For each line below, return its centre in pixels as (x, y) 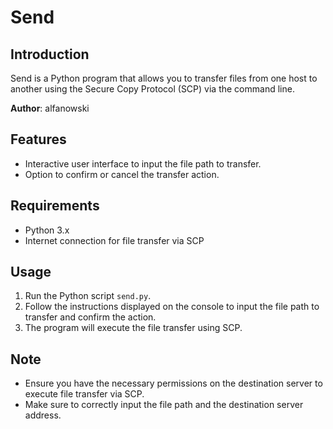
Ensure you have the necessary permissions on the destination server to (173, 383)
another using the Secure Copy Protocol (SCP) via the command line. (152, 89)
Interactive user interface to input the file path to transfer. (143, 163)
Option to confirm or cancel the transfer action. (122, 174)
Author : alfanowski (50, 108)
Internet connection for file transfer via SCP (114, 240)
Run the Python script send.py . (88, 296)
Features (38, 139)
